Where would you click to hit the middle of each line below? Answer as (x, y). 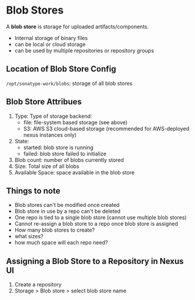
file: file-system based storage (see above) (75, 122)
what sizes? (29, 236)
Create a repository (38, 285)
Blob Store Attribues (44, 102)
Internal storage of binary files (51, 38)
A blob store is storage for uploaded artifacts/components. (78, 27)
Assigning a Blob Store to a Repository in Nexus (95, 261)
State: (22, 141)
